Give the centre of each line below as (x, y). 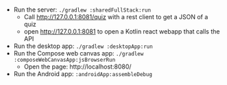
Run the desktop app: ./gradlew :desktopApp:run (83, 46)
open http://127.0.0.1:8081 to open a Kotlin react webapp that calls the (122, 32)
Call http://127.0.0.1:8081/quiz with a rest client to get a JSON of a (116, 17)
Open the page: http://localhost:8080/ (77, 66)
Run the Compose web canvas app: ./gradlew (79, 53)
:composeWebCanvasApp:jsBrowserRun (64, 60)
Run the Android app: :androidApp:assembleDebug (83, 74)
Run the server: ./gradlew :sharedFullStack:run (82, 10)
